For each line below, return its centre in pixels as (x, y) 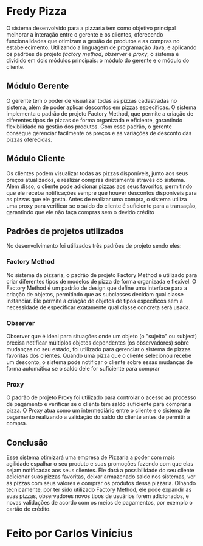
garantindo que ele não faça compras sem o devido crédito (81, 212)
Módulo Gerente (38, 86)
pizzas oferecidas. (29, 139)
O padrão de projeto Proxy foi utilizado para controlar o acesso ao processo (101, 397)
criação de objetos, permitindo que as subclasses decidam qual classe (95, 294)
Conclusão (27, 443)
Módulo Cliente (36, 159)
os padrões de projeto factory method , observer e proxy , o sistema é (93, 54)
